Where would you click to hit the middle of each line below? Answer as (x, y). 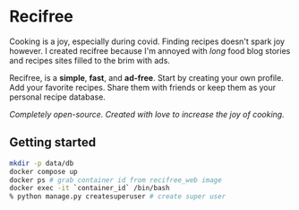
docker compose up (43, 171)
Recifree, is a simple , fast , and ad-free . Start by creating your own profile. (146, 77)
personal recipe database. (57, 97)
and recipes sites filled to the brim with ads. (90, 60)
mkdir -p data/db (42, 163)
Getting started (53, 142)
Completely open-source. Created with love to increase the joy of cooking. (147, 114)
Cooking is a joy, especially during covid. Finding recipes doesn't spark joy (147, 41)
